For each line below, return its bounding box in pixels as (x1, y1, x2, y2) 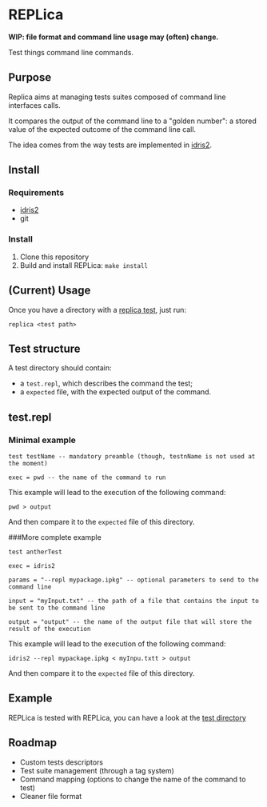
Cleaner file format (19, 791, 82, 801)
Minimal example (8, 434, 76, 445)
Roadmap (8, 736, 58, 749)
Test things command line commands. (8, 47, 134, 57)
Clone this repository (19, 252, 90, 262)
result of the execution (8, 625, 91, 633)
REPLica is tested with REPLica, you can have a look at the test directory (8, 713, 246, 722)
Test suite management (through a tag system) (19, 765, 174, 775)
